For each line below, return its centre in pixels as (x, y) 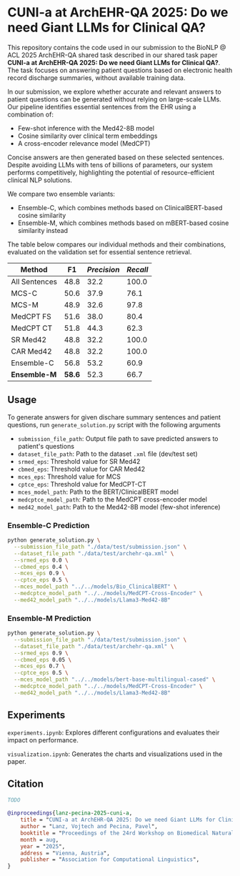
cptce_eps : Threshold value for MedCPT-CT (82, 484)
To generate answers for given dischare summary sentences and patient (114, 417)
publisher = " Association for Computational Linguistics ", (110, 860)
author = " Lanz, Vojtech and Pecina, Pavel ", (89, 827)
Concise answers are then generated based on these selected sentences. (116, 157)
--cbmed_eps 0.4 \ (41, 567)
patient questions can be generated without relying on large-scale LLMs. (114, 99)
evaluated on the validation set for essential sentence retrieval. (100, 252)
